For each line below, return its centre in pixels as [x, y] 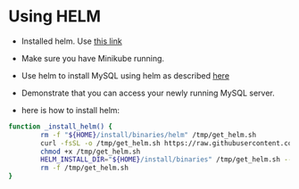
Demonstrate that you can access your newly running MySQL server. [148, 93]
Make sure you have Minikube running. [93, 58]
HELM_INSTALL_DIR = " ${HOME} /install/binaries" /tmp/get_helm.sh [160, 160]
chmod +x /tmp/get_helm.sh [91, 152]
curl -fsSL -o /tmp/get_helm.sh [101, 143]
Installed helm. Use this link [71, 41]
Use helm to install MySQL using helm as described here [125, 75]
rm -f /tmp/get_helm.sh [84, 168]
